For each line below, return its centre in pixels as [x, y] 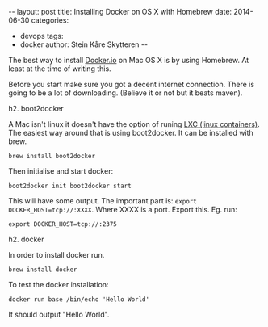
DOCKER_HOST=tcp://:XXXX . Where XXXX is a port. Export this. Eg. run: [123, 210]
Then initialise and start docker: [61, 171]
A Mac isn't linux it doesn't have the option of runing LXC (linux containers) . [134, 124]
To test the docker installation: [59, 285]
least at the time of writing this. [60, 69]
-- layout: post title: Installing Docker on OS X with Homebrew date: [120, 12]
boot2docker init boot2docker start [70, 186]
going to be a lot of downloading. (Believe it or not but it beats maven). [126, 93]
